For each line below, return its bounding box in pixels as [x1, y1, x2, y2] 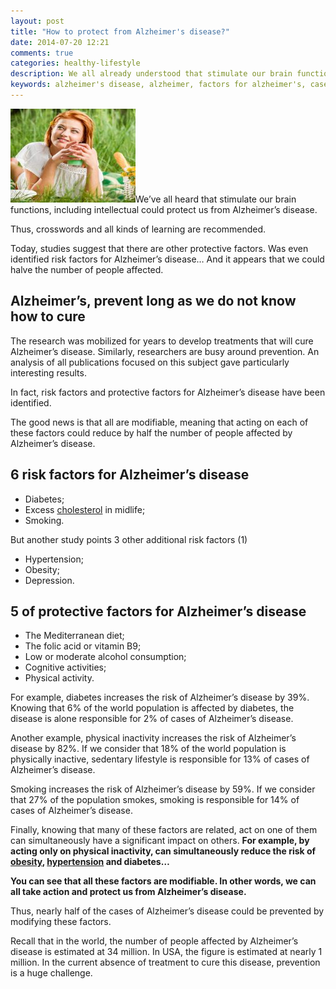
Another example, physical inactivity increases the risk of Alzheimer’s [10, 732, 297, 744]
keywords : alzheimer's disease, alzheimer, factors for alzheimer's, [10, 80, 307, 90]
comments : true [10, 48, 74, 58]
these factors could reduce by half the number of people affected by [10, 426, 293, 439]
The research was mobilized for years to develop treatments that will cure [10, 335, 314, 347]
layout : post [10, 16, 65, 26]
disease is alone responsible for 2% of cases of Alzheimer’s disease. [10, 713, 294, 725]
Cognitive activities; [24, 661, 107, 674]
